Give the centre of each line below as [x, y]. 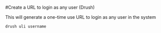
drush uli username [26, 26]
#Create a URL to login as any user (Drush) [50, 7]
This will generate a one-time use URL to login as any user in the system [80, 17]
